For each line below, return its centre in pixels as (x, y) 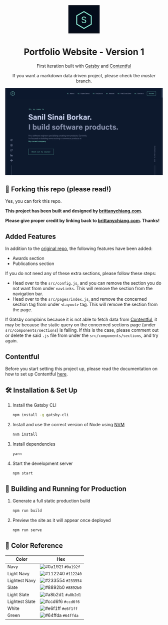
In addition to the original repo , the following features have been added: (79, 248)
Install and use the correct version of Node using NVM (68, 424)
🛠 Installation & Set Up (41, 390)
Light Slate (18, 594)
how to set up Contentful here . (36, 374)
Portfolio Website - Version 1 (84, 52)
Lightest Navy (21, 580)
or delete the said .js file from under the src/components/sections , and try (82, 335)
